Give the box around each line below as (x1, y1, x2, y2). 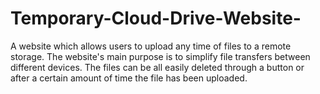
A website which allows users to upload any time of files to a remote (10, 40, 292, 52)
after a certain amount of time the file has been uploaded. (10, 72, 248, 84)
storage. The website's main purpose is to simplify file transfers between (10, 50, 311, 62)
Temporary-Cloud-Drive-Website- (10, 7, 302, 30)
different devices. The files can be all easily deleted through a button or (10, 61, 305, 73)
